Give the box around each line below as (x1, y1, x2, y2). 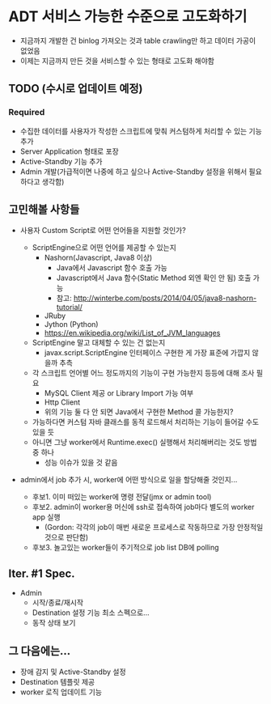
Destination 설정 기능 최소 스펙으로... (32, 608, 150, 617)
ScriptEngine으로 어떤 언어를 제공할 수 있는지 (32, 243, 176, 252)
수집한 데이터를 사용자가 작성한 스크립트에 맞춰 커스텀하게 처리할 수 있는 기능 (19, 126, 263, 136)
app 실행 (32, 512, 61, 522)
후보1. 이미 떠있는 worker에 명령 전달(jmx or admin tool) (32, 492, 212, 502)
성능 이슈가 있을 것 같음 (44, 458, 118, 468)
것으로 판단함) (44, 532, 89, 542)
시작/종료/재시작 (32, 598, 83, 608)
